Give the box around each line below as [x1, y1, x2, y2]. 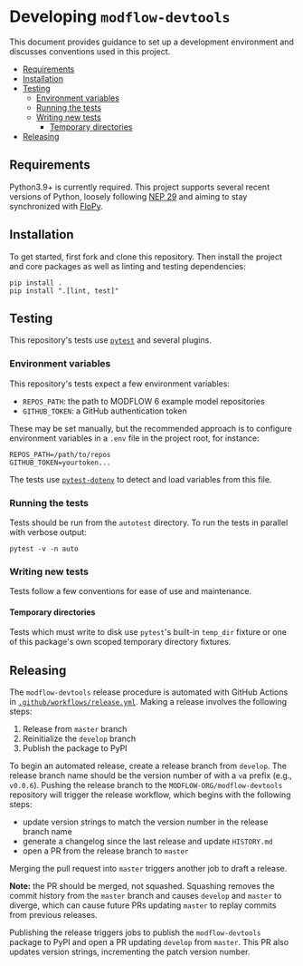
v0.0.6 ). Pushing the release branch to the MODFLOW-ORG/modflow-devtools [9, 780, 283, 791]
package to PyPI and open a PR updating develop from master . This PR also [9, 937, 289, 948]
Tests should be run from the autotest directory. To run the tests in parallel [9, 517, 289, 528]
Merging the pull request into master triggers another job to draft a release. [9, 864, 288, 874]
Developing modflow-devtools [9, 6, 231, 27]
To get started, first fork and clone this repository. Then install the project [9, 251, 283, 262]
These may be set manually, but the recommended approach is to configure [9, 423, 292, 434]
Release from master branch [22, 724, 128, 735]
